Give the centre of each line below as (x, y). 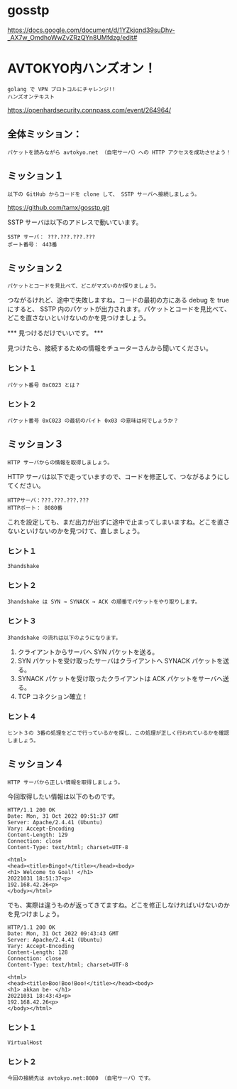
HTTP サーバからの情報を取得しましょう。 (60, 462)
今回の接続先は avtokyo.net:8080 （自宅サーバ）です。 (81, 1078)
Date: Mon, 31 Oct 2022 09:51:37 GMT (63, 816)
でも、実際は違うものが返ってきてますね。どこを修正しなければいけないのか (119, 905)
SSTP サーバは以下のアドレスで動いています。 (75, 222)
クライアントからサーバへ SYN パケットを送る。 (88, 652)
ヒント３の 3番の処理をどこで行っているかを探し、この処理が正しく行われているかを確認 (118, 733)
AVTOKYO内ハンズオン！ (82, 69)
